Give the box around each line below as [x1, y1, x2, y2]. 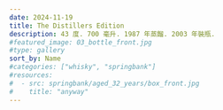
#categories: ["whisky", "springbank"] [9, 63, 157, 72]
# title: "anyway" [9, 87, 89, 96]
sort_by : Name [9, 54, 62, 63]
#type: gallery [9, 46, 65, 55]
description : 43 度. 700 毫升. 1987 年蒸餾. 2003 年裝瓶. [9, 29, 215, 38]
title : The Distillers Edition [9, 21, 125, 30]
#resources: [9, 71, 53, 80]
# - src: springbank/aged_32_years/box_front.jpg [9, 79, 200, 88]
